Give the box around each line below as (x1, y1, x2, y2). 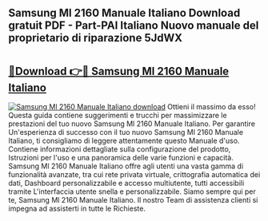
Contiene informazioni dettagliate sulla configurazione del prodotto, (8, 144, 231, 154)
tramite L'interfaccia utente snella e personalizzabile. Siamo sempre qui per (8, 187, 256, 196)
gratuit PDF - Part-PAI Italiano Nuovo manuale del (8, 19, 259, 33)
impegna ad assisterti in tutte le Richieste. (8, 203, 146, 213)
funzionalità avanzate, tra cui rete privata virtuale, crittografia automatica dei (8, 170, 261, 179)
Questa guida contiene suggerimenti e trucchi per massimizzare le (8, 111, 227, 120)
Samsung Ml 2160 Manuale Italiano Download (8, 6, 241, 20)
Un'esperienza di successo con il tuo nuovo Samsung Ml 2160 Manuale (8, 128, 244, 136)
